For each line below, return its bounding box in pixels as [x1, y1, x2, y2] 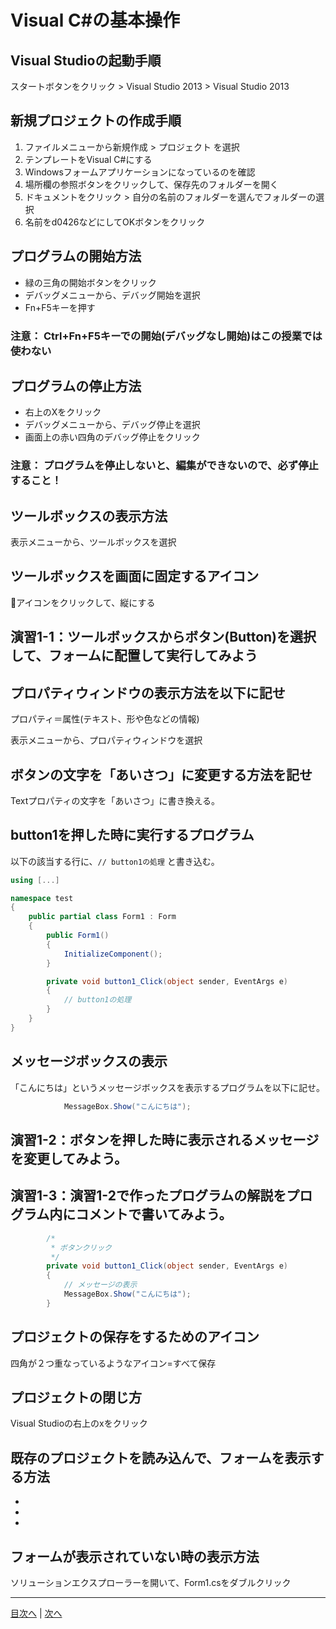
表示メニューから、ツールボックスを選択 [10, 536, 177, 548]
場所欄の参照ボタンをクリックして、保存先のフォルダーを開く [24, 178, 279, 190]
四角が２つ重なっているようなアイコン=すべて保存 [10, 1357, 217, 1369]
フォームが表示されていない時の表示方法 [10, 1548, 260, 1565]
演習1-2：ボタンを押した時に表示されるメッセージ [10, 1131, 320, 1148]
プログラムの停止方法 [10, 377, 142, 395]
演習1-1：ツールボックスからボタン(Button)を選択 [10, 629, 317, 646]
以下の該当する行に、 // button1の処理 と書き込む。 [10, 855, 220, 867]
